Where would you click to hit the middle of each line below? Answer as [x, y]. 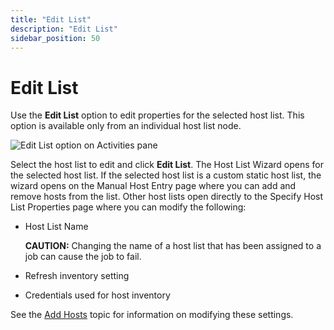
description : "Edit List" [64, 29]
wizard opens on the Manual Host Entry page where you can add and [153, 186]
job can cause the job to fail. [83, 257]
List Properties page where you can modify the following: [128, 207]
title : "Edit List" [51, 19]
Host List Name [56, 227]
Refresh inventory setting [77, 276]
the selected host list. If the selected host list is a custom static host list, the [166, 175]
